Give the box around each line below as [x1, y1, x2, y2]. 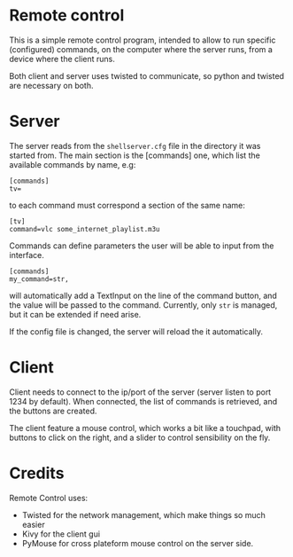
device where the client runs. [9, 53, 115, 64]
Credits [9, 463, 65, 483]
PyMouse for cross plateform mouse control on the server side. [21, 537, 254, 548]
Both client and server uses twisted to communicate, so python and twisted [9, 70, 285, 81]
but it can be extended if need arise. [9, 309, 142, 319]
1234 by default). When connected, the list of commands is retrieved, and [9, 396, 278, 406]
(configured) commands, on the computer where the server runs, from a [9, 43, 273, 54]
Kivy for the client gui [21, 529, 100, 539]
